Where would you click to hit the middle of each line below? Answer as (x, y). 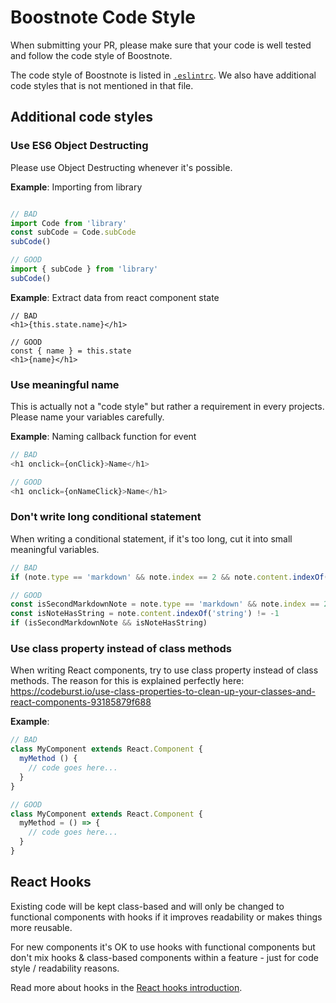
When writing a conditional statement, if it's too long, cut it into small (151, 538)
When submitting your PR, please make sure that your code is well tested (161, 45)
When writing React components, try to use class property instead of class (164, 670)
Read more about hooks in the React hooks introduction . (126, 987)
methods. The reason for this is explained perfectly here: (127, 681)
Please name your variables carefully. (87, 417)
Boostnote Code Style (103, 17)
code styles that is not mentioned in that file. (102, 85)
